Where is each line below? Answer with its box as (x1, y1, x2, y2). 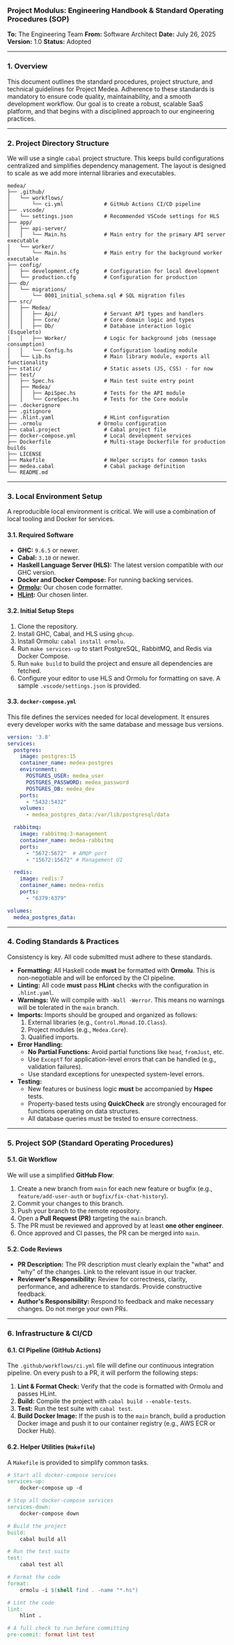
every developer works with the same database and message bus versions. (7, 720, 224, 728)
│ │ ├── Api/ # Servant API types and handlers (7, 310, 204, 317)
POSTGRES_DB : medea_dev (25, 785, 95, 792)
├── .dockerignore (7, 401, 61, 409)
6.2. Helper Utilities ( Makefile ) (7, 1442, 95, 1451)
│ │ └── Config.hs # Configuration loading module (7, 347, 198, 354)
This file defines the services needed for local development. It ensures (7, 713, 210, 721)
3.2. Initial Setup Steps (7, 606, 75, 615)
